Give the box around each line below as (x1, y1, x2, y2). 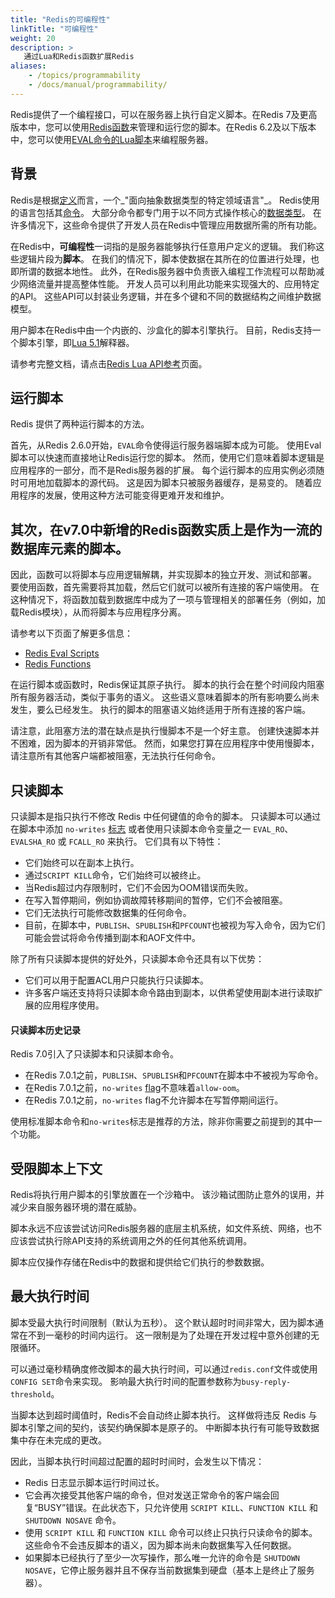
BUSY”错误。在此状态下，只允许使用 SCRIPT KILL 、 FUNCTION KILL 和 (37, 1501, 318, 1513)
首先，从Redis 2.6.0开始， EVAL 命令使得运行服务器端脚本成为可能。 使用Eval (10, 439, 322, 451)
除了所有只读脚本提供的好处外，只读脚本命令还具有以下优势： (10, 953, 265, 965)
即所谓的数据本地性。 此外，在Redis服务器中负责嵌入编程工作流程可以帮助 (10, 265, 317, 277)
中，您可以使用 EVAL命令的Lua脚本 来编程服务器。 (10, 133, 214, 145)
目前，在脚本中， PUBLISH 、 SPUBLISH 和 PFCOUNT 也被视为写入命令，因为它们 (24, 919, 326, 931)
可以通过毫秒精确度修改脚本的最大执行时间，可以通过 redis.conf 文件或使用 (10, 1362, 318, 1375)
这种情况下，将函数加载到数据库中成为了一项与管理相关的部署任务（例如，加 (10, 594, 326, 606)
